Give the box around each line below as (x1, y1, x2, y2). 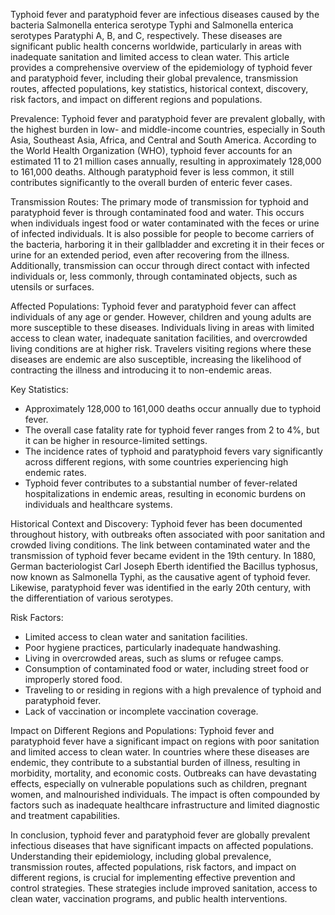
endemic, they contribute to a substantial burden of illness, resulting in (10, 757, 301, 768)
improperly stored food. (24, 674, 123, 685)
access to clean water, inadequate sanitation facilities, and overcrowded (10, 332, 308, 344)
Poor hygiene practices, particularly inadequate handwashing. (24, 642, 282, 653)
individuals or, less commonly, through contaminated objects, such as (10, 270, 298, 282)
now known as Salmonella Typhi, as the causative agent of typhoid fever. (10, 571, 311, 583)
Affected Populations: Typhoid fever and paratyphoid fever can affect (10, 300, 297, 312)
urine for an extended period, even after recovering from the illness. (10, 249, 290, 261)
